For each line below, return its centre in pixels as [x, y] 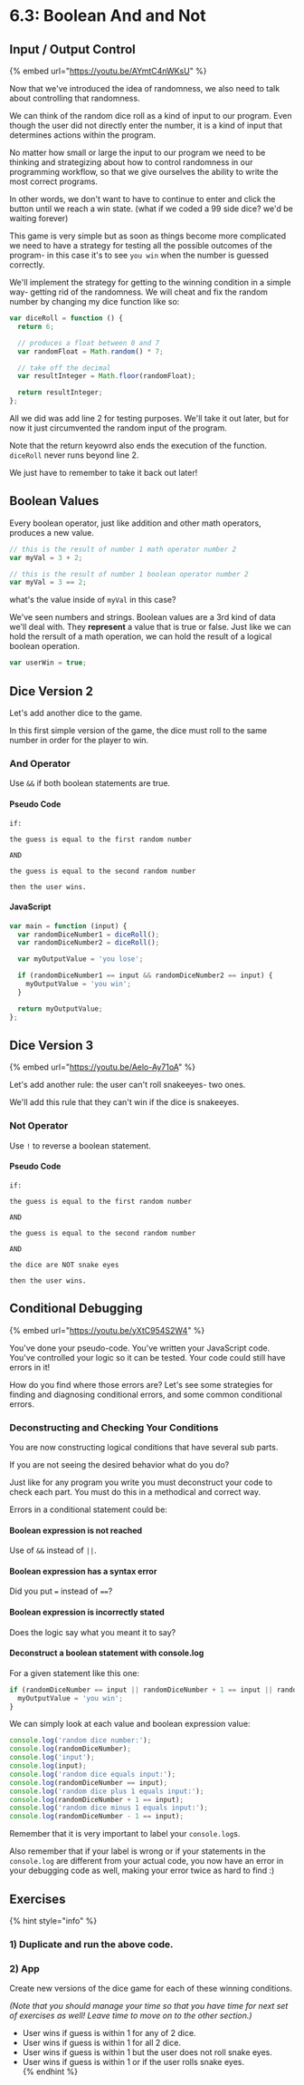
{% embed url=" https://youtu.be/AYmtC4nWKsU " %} [108, 71]
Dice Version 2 [51, 691]
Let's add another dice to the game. [76, 713]
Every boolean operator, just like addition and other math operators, [135, 523]
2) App [25, 1968]
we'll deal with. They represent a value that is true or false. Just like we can [150, 627]
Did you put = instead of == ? [61, 1591]
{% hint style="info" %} [53, 1921]
